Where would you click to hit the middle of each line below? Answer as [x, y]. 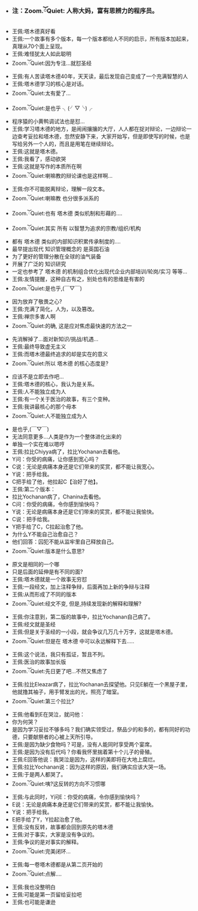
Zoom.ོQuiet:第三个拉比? [43, 701]
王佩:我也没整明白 [33, 887]
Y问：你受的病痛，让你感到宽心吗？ [56, 459]
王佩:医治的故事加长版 [39, 662]
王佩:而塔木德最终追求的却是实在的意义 [60, 354]
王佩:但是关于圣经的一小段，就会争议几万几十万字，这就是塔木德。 [94, 632]
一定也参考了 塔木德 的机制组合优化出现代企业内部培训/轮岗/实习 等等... [99, 271]
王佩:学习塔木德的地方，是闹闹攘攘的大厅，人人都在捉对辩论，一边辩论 [99, 129]
